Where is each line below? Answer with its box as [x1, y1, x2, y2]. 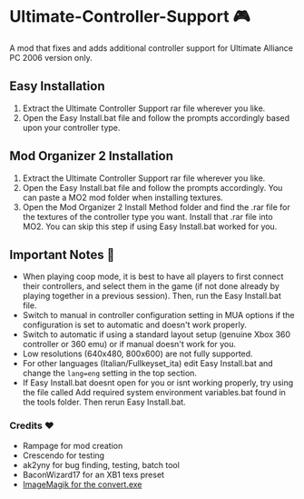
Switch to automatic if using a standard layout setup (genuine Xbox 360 [22, 329, 291, 340]
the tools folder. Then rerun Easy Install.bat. [22, 396, 186, 408]
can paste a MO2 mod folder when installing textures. [22, 192, 224, 203]
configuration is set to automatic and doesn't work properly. [22, 319, 248, 331]
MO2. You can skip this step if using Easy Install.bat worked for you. [22, 221, 278, 232]
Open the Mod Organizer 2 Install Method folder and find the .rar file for [22, 201, 290, 213]
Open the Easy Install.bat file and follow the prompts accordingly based [22, 112, 290, 123]
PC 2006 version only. [9, 52, 93, 63]
